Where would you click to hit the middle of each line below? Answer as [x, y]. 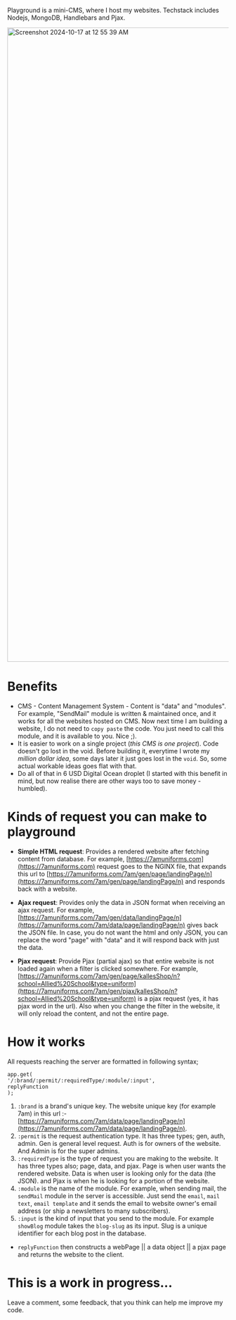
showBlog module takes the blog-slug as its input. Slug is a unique [112, 1226]
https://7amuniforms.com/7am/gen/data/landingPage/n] [101, 917]
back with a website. [47, 889]
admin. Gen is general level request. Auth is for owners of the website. [119, 1143]
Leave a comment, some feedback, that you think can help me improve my [115, 1302]
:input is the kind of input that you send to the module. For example [116, 1218]
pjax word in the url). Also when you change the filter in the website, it [119, 1006]
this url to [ [33, 874]
